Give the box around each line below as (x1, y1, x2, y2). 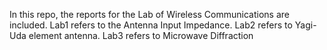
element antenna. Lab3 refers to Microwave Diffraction (28, 30, 254, 41)
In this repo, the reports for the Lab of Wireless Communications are (9, 9, 290, 20)
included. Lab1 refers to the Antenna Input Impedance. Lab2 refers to (9, 19, 293, 31)
